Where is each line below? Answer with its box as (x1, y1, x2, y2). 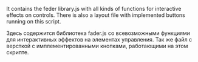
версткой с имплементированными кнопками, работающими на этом (6, 42, 188, 49)
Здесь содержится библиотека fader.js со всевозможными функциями (6, 29, 190, 37)
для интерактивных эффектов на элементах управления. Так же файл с (6, 36, 193, 43)
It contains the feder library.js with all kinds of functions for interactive (6, 5, 182, 12)
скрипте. (6, 49, 29, 56)
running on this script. (6, 18, 61, 25)
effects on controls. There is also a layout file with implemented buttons (6, 11, 185, 19)
